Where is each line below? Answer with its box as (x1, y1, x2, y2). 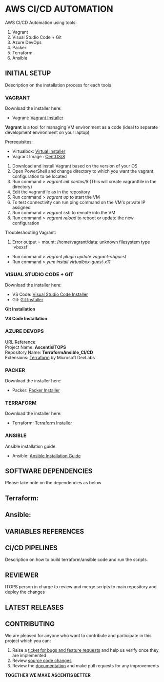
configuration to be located (12, 173, 67, 179)
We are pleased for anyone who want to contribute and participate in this (5, 633, 152, 639)
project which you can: (5, 638, 51, 644)
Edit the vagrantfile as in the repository (12, 189, 90, 195)
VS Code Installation (5, 316, 48, 322)
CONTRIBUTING (5, 620, 55, 628)
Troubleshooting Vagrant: (5, 229, 56, 235)
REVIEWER (5, 571, 39, 579)
